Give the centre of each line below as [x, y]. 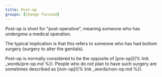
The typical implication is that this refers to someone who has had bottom [81, 43]
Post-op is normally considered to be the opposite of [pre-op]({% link [77, 58]
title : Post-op [21, 10]
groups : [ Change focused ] [32, 14]
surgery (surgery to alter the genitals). [45, 49]
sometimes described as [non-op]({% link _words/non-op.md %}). [74, 69]
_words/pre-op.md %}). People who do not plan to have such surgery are [81, 64]
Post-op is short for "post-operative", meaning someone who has [73, 28]
